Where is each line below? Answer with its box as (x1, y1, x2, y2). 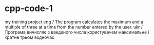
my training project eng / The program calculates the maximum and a (4, 19, 143, 25)
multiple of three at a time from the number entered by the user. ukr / (4, 24, 143, 30)
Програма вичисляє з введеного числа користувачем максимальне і (4, 29, 149, 35)
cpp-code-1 (4, 3, 53, 14)
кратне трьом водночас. (4, 34, 56, 40)
